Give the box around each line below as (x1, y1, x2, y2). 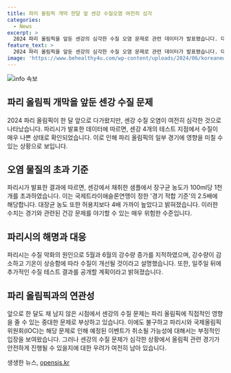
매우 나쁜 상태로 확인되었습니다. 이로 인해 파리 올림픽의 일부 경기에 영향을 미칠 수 (7, 133, 223, 142)
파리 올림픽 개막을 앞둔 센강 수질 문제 (7, 97, 153, 109)
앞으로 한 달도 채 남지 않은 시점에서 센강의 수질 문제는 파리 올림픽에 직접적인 (7, 310, 211, 317)
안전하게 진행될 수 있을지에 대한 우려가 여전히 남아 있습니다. (7, 344, 167, 352)
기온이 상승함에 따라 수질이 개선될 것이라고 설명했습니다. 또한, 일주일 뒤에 (25, 259, 222, 268)
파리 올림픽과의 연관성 (7, 290, 95, 302)
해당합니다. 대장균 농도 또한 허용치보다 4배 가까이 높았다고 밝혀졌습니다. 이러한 (7, 201, 219, 209)
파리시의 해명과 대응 (7, 231, 87, 242)
